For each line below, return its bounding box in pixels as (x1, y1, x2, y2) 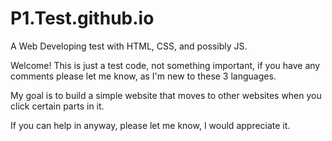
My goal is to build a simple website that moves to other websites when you (10, 89, 322, 101)
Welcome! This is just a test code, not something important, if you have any (10, 59, 321, 71)
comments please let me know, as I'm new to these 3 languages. (10, 70, 277, 82)
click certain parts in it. (10, 100, 105, 112)
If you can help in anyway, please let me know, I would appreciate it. (10, 119, 291, 131)
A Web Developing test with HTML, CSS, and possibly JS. (10, 40, 248, 52)
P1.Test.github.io (10, 7, 155, 30)
